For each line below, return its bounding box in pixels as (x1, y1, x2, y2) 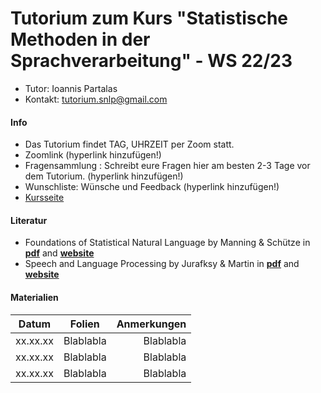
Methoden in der (10, 28, 151, 51)
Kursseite (24, 192, 65, 204)
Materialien (10, 291, 59, 303)
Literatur (10, 214, 48, 226)
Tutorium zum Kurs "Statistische (10, 7, 288, 30)
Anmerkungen (116, 317, 187, 331)
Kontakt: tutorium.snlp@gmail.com (24, 93, 168, 105)
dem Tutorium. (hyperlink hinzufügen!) (24, 170, 184, 182)
